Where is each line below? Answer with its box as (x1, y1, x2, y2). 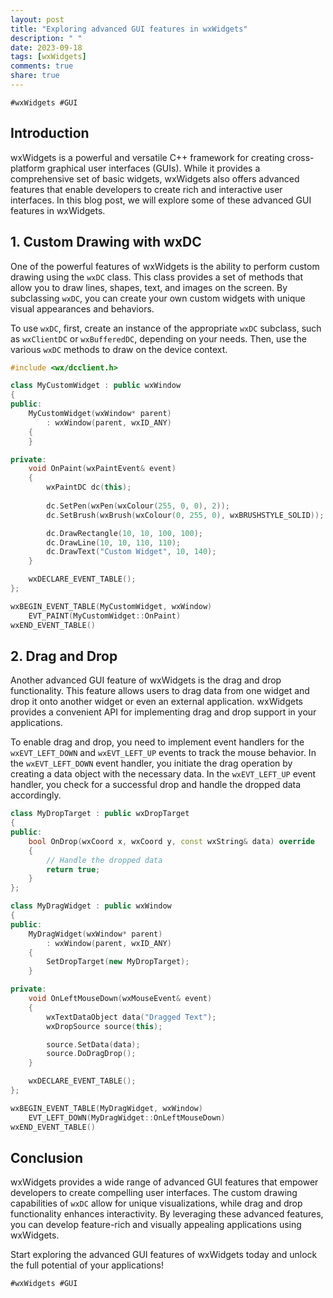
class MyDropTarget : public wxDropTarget (10, 809, 190, 819)
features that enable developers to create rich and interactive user (10, 183, 283, 195)
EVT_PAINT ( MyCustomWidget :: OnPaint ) (28, 611, 182, 621)
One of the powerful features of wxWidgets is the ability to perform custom (10, 260, 320, 272)
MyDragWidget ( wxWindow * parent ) (28, 929, 163, 939)
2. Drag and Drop (10, 647, 118, 665)
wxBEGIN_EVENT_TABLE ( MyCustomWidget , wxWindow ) (10, 601, 213, 611)
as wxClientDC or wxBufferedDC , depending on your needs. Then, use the (10, 332, 307, 345)
